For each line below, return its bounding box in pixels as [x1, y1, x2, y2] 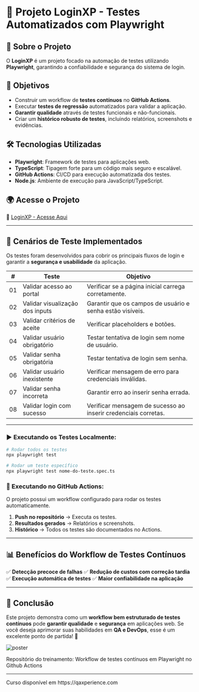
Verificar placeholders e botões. [86, 320, 176, 328]
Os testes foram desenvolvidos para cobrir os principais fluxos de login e [6, 252, 185, 259]
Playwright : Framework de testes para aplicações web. [14, 158, 150, 165]
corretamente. [86, 290, 126, 298]
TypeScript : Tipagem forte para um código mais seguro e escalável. [14, 164, 182, 171]
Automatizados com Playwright [6, 18, 165, 31]
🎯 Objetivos [6, 81, 50, 91]
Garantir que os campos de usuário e [86, 299, 190, 307]
